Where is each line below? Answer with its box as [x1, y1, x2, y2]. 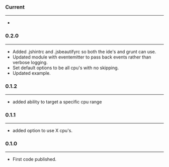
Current [5, 4, 25, 11]
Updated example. [12, 70, 51, 76]
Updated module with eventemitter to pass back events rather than [12, 54, 151, 60]
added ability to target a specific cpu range [12, 98, 102, 104]
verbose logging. [12, 59, 48, 65]
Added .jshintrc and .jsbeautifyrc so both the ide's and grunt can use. [12, 48, 156, 54]
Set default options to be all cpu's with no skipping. [12, 65, 119, 71]
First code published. [12, 156, 57, 162]
